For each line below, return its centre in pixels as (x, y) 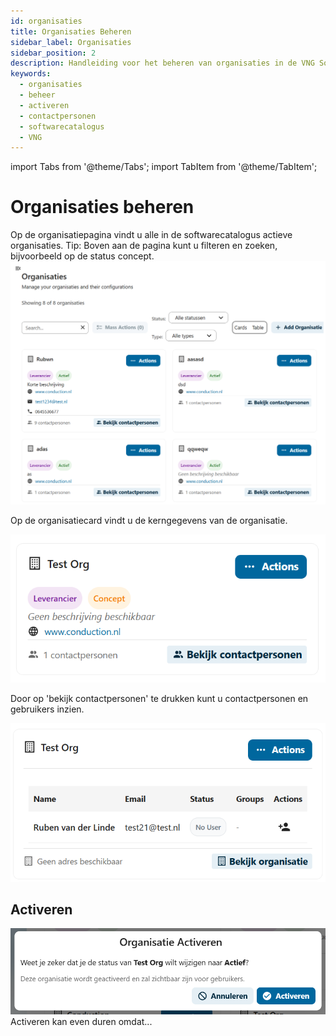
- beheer (37, 95)
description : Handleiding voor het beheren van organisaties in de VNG (162, 63)
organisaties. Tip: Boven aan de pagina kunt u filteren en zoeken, (144, 246)
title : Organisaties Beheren (71, 31)
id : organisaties (46, 21)
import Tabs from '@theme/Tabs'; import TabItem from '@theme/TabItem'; (164, 167)
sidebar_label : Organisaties (71, 42)
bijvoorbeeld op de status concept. (82, 256)
